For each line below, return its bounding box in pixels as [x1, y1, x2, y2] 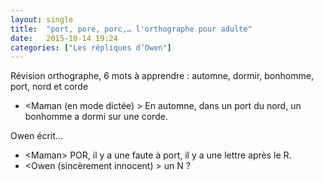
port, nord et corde [10, 81, 89, 93]
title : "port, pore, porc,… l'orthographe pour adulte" [10, 24, 253, 34]
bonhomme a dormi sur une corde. [24, 111, 168, 123]
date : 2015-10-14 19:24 [10, 33, 118, 43]
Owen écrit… [10, 130, 63, 142]
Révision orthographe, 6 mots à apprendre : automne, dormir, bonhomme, [10, 70, 314, 82]
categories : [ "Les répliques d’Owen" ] [10, 42, 172, 53]
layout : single [10, 14, 74, 25]
